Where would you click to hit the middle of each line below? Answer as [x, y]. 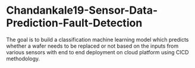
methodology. [23, 58]
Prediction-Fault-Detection [74, 23]
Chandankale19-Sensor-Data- [82, 10]
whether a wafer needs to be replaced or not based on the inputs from [92, 46]
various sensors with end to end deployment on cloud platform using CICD [97, 52]
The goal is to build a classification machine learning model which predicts [97, 39]
